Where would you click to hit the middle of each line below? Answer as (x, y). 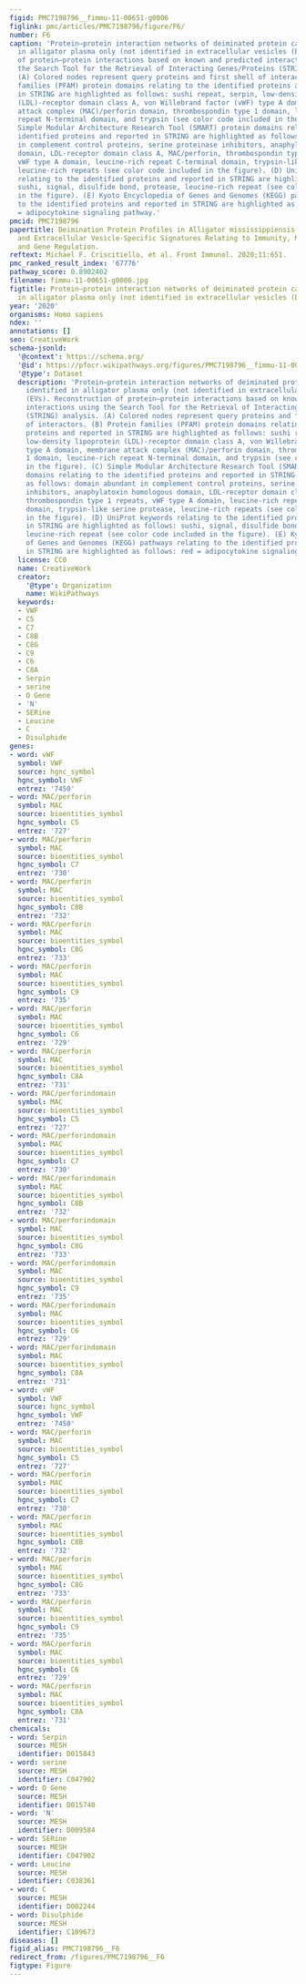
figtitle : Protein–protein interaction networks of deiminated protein (148, 289)
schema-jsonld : (38, 348)
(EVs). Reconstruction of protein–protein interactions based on (153, 399)
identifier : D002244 (56, 1907)
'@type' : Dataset (51, 373)
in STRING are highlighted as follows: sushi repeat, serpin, (138, 94)
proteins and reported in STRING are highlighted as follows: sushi (158, 433)
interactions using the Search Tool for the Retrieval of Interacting (163, 408)
